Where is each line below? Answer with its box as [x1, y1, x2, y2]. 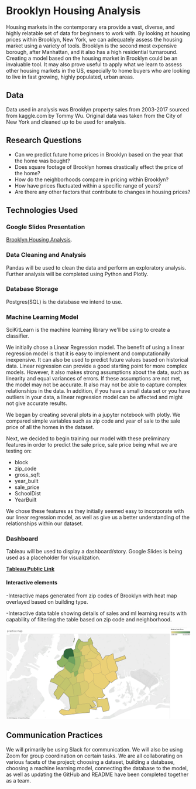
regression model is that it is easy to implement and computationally [6, 350, 171, 357]
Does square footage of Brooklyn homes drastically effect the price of [14, 163, 183, 171]
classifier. [6, 332, 29, 339]
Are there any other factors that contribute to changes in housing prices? [14, 188, 191, 195]
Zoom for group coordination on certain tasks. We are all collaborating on [6, 752, 183, 759]
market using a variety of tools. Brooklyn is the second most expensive [6, 42, 177, 49]
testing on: [6, 447, 32, 455]
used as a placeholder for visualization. [6, 554, 101, 561]
